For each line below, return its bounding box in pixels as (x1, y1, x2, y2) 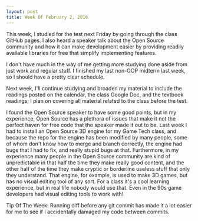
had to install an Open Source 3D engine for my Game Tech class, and (6, 128, 177, 135)
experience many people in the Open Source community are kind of (6, 152, 171, 160)
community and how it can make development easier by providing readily (6, 43, 184, 50)
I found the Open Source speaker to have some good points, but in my (6, 109, 177, 116)
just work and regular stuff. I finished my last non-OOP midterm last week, (6, 67, 186, 74)
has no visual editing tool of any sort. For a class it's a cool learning (6, 178, 170, 185)
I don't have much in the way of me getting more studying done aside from (6, 60, 187, 68)
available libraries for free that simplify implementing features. (6, 49, 157, 56)
